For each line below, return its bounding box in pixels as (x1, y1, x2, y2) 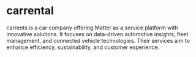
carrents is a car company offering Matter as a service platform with (6, 24, 179, 31)
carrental (6, 4, 54, 18)
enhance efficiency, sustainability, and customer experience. (6, 44, 160, 51)
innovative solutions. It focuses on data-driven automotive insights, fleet (6, 30, 189, 37)
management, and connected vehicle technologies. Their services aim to (6, 37, 190, 44)
